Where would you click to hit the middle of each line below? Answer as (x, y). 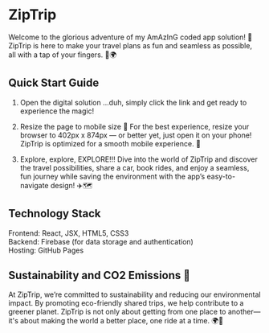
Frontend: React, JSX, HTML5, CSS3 (69, 233)
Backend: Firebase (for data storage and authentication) (101, 241)
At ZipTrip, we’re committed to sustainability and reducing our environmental (134, 294)
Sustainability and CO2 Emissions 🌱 (100, 275)
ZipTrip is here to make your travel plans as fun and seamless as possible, (130, 45)
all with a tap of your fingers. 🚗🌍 (63, 55)
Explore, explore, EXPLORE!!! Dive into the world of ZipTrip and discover (139, 159)
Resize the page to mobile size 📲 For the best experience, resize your (134, 126)
